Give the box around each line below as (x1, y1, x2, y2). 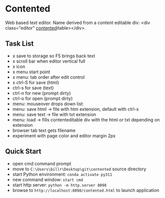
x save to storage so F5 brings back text (12, 53, 95, 59)
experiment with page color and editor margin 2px (12, 132, 116, 138)
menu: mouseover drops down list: (12, 101, 84, 107)
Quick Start (5, 147, 41, 156)
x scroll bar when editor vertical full (12, 58, 85, 64)
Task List (5, 40, 34, 48)
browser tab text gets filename (12, 127, 76, 133)
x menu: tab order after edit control (12, 74, 85, 80)
